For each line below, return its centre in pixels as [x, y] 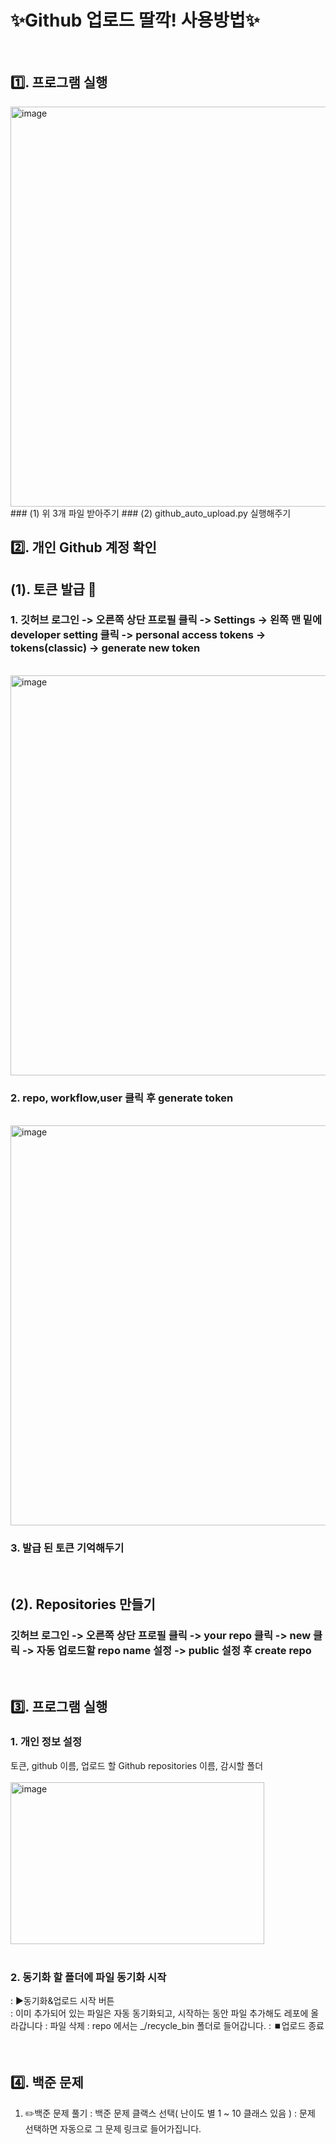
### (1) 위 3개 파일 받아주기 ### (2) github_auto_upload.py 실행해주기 [151, 513]
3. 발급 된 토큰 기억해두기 [67, 1548]
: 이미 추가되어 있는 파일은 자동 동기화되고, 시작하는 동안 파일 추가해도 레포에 [159, 2013]
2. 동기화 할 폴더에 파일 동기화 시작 [88, 1977]
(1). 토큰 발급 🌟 [53, 589]
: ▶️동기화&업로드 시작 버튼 [62, 2001]
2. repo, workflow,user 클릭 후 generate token [122, 1098]
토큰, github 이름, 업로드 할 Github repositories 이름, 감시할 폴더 [137, 1765]
